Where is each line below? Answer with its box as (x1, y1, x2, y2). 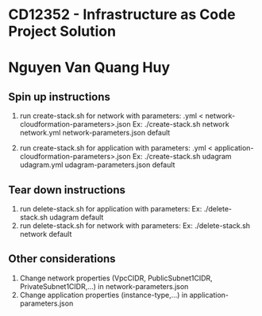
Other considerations (8, 252, 117, 266)
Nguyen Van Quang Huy (8, 59, 171, 77)
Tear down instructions (8, 183, 125, 196)
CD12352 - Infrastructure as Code (8, 6, 236, 24)
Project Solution (8, 22, 117, 40)
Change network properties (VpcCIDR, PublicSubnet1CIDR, (19, 273, 213, 283)
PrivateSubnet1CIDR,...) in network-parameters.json (19, 281, 189, 291)
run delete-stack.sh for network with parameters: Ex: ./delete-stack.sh (19, 221, 251, 230)
